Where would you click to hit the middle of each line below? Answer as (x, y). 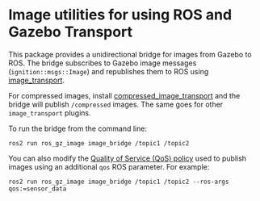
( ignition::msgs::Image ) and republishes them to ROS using (109, 71)
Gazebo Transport (71, 32)
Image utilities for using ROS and (120, 15)
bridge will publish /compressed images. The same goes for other (116, 104)
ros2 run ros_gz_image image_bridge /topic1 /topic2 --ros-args (119, 182)
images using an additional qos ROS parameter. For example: (109, 166)
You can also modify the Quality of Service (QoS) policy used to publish (128, 158)
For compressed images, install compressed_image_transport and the (124, 95)
